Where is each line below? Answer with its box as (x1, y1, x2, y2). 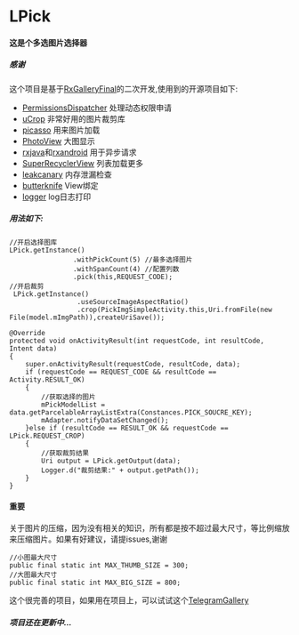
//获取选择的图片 (41, 392, 96, 401)
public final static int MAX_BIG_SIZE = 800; (9, 578, 181, 587)
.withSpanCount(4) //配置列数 (72, 264, 180, 273)
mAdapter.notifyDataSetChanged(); (41, 415, 169, 424)
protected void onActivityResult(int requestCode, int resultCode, (9, 336, 265, 345)
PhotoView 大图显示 (21, 135, 95, 146)
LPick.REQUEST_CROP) (9, 431, 86, 440)
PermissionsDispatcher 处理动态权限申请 (21, 102, 172, 113)
